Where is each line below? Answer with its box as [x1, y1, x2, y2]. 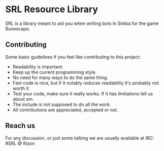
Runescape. [5, 25, 30, 31]
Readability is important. [12, 63, 63, 69]
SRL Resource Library [5, 4, 98, 15]
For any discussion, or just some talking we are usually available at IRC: [5, 135, 154, 141]
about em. [12, 96, 34, 102]
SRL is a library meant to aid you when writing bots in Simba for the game [5, 20, 159, 26]
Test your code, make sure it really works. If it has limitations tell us [12, 90, 153, 97]
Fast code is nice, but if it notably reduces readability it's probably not [12, 80, 159, 86]
